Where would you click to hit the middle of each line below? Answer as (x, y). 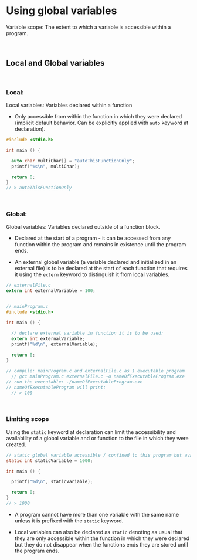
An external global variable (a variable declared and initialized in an (96, 262)
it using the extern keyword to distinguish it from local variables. (92, 274)
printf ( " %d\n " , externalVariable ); (55, 344)
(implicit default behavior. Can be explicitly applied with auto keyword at (101, 123)
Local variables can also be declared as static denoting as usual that (98, 532)
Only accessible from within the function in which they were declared (98, 117)
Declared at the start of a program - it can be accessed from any (93, 238)
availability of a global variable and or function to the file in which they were (97, 438)
